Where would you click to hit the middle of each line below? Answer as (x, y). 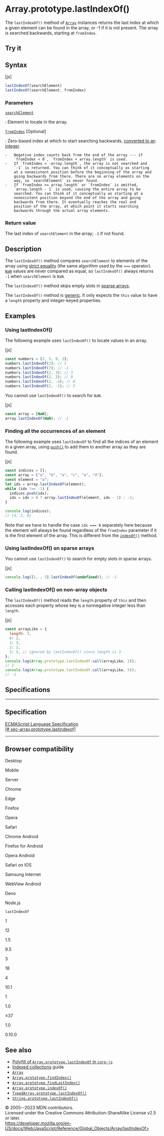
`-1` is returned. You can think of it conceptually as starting (82, 168)
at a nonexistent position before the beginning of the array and (83, 172)
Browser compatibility (40, 749)
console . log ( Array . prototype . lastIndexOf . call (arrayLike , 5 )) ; (71, 670)
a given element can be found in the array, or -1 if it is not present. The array (82, 27)
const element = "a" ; (27, 479)
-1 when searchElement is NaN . (35, 276)
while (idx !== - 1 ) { (27, 489)
